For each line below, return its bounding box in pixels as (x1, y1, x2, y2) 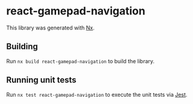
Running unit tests (6, 75, 77, 85)
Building (6, 41, 38, 52)
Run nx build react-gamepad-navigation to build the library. (6, 57, 155, 64)
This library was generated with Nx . (6, 24, 95, 31)
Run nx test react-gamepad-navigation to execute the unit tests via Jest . (6, 91, 188, 98)
